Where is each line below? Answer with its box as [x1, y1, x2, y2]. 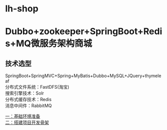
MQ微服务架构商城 [15, 38, 92, 49]
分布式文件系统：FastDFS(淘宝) [5, 84, 70, 90]
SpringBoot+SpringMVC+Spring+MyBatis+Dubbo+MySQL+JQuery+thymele [5, 73, 162, 79]
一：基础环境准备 [5, 113, 40, 120]
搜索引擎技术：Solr [5, 90, 44, 96]
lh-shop [5, 3, 39, 14]
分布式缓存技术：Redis [5, 97, 52, 103]
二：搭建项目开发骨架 [5, 120, 49, 126]
